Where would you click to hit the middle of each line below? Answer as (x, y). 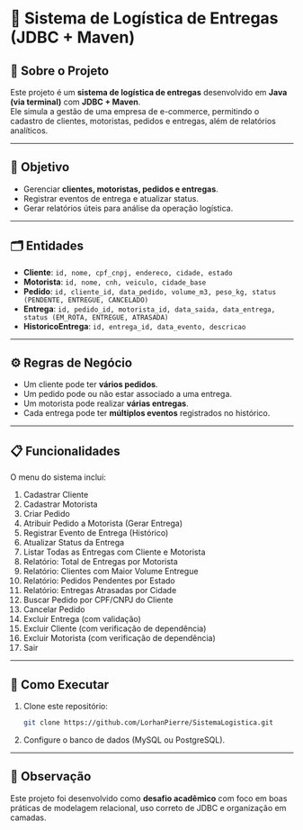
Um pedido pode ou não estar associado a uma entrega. (128, 394)
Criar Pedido (46, 514)
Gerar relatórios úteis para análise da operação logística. (128, 208)
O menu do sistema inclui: (58, 477)
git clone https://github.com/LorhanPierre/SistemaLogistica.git (148, 723)
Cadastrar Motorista (60, 504)
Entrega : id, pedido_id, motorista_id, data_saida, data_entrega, (149, 309)
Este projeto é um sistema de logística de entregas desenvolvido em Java (149, 92)
